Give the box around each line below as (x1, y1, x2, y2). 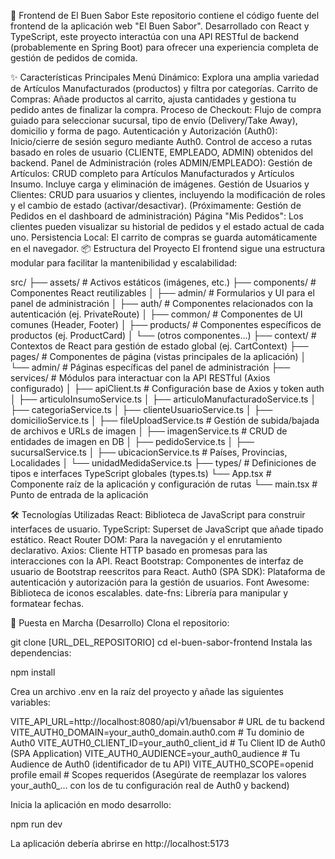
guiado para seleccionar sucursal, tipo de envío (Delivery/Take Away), (10, 115, 298, 126)
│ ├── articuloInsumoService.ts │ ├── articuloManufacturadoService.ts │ (10, 393, 317, 405)
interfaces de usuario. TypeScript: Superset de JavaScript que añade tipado (10, 523, 324, 535)
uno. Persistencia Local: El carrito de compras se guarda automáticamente (10, 231, 318, 243)
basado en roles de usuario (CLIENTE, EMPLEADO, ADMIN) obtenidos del (10, 146, 313, 158)
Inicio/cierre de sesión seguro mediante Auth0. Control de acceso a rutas (10, 136, 313, 147)
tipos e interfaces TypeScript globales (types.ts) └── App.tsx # (10, 468, 272, 479)
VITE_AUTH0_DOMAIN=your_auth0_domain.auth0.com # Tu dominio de (10, 726, 305, 738)
